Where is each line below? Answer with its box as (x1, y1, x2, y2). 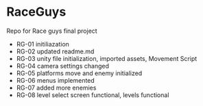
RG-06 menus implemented (16, 76, 95, 84)
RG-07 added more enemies (16, 83, 97, 92)
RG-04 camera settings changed (16, 62, 110, 70)
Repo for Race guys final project (6, 27, 97, 35)
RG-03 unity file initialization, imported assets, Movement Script (16, 54, 198, 62)
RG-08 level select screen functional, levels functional (16, 90, 169, 99)
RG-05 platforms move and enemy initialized (16, 69, 143, 77)
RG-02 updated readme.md (16, 47, 95, 55)
